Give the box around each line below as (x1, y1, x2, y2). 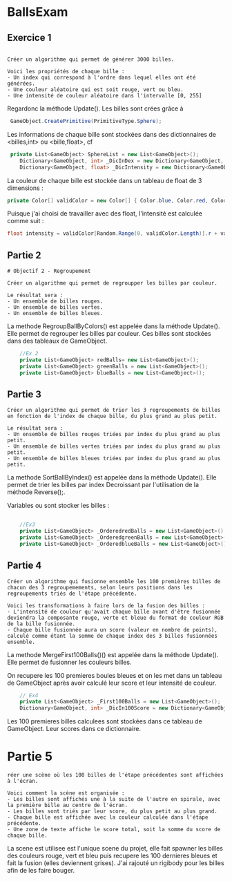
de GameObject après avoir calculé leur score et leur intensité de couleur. (7, 679, 217, 687)
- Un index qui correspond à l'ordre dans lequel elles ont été (7, 74, 196, 81)
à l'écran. (7, 778, 39, 785)
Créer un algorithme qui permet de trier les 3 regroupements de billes (7, 407, 221, 414)
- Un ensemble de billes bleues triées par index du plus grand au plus (7, 455, 221, 462)
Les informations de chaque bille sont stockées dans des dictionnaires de (7, 130, 216, 138)
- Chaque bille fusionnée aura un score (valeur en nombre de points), (7, 626, 217, 633)
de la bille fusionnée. (7, 620, 76, 627)
